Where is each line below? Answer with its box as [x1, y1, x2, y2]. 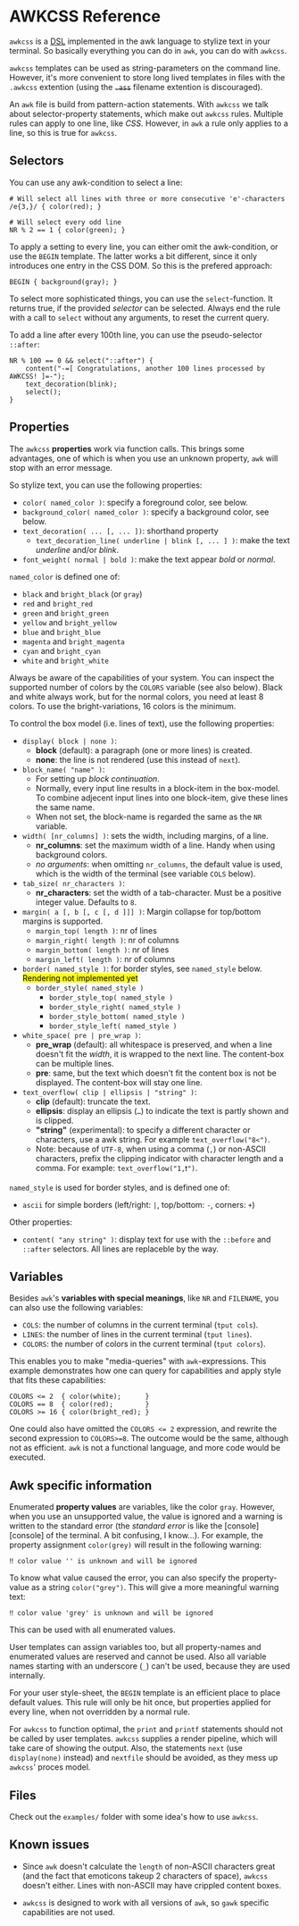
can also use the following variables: [9, 1302, 144, 1313]
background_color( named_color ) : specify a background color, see [21, 507, 270, 517]
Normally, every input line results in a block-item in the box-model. [35, 783, 280, 793]
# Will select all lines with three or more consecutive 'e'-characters [9, 194, 286, 203]
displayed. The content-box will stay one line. [35, 1076, 203, 1087]
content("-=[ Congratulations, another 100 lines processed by [25, 364, 266, 373]
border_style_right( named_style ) [48, 1002, 181, 1011]
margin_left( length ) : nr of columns [35, 953, 176, 964]
